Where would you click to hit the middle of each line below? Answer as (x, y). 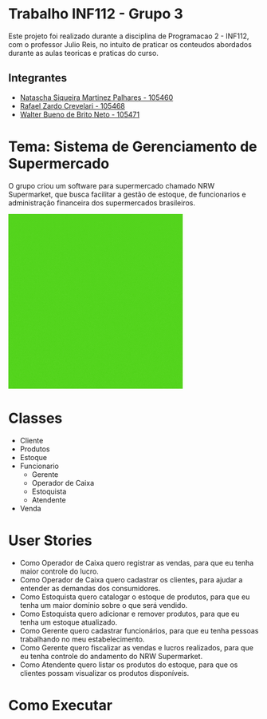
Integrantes (38, 78)
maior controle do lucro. (59, 571)
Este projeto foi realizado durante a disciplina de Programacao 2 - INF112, (129, 36)
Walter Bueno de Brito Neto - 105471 (80, 114)
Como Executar (61, 705)
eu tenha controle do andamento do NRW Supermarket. (111, 656)
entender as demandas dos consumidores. (90, 588)
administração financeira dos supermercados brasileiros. (102, 203)
